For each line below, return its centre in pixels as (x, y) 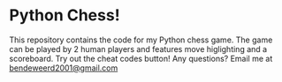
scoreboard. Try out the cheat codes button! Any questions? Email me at (141, 58)
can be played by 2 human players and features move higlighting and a (138, 48)
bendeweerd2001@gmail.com (64, 68)
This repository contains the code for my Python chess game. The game (141, 40)
